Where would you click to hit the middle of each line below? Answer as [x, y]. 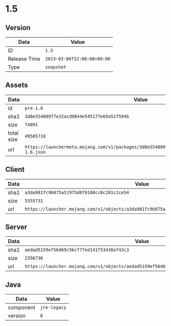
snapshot [55, 67]
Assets [17, 85]
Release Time [24, 59]
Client [15, 169]
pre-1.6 [34, 108]
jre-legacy [53, 308]
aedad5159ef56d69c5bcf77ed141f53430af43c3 [77, 250]
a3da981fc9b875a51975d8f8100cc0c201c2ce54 [77, 192]
